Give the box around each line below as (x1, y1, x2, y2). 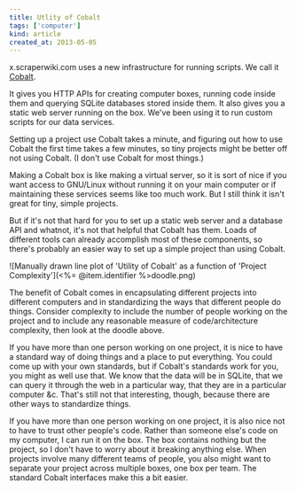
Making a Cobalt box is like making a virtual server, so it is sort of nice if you (9, 170, 287, 181)
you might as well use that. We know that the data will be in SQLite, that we (9, 370, 284, 381)
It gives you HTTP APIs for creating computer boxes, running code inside (9, 89, 277, 99)
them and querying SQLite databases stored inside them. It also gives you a (9, 98, 285, 109)
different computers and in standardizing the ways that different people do (9, 297, 282, 307)
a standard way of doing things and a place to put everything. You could (9, 352, 273, 362)
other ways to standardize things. (9, 399, 131, 409)
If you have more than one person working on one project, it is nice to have (9, 342, 284, 353)
